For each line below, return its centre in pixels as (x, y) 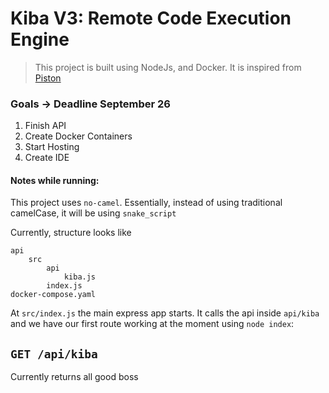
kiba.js (80, 277)
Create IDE (47, 158)
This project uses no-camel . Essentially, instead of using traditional (146, 203)
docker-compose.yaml (53, 295)
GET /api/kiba (54, 354)
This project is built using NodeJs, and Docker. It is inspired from (168, 67)
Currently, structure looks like (71, 233)
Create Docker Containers (78, 136)
